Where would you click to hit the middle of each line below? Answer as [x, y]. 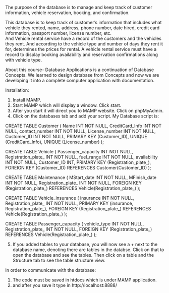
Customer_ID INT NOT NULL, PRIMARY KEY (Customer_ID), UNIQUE [76, 136]
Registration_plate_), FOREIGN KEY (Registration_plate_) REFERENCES [78, 209]
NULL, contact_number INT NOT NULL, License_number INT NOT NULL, [80, 131]
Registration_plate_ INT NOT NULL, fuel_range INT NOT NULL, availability [81, 157]
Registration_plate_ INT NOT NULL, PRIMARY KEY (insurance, [69, 203]
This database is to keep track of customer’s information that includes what [83, 22]
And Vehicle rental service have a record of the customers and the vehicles [83, 38]
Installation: [17, 90]
